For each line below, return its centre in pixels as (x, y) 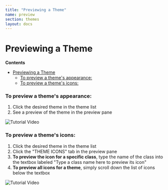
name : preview (20, 15)
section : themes (22, 19)
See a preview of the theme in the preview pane (62, 112)
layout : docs (19, 24)
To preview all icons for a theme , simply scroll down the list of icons (84, 167)
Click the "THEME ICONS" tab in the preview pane (65, 151)
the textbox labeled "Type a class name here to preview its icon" (79, 162)
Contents (15, 63)
